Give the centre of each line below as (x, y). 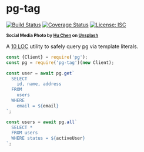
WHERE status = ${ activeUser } (48, 139)
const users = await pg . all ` (42, 122)
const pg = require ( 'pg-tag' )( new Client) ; (60, 63)
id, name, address (39, 84)
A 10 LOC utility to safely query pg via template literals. (72, 46)
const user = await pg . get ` (41, 73)
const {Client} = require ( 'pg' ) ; (47, 57)
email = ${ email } (38, 106)
